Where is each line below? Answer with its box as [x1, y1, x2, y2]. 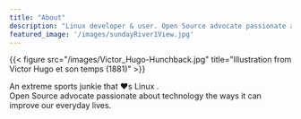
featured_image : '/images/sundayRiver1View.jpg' [9, 30, 194, 38]
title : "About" [9, 13, 66, 22]
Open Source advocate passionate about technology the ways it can [9, 90, 262, 101]
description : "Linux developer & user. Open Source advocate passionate [9, 21, 287, 30]
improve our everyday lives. [9, 100, 112, 111]
